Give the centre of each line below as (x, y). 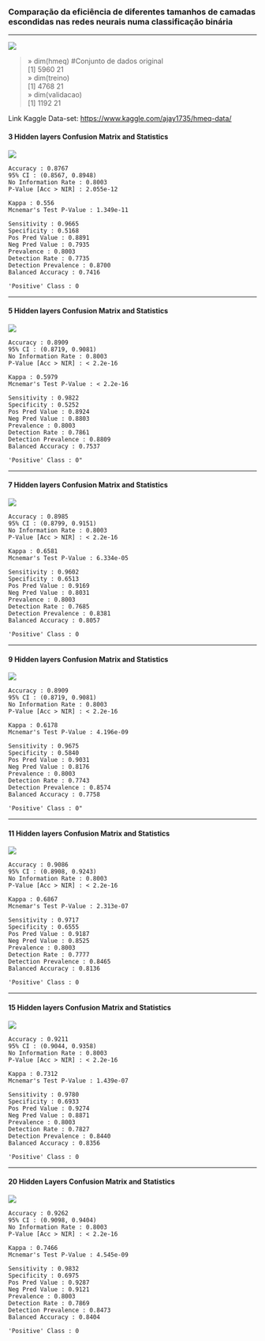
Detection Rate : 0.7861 (49, 432)
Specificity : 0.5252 (44, 405)
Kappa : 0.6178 (33, 725)
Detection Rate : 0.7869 (49, 1303)
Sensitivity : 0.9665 (44, 224)
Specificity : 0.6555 (44, 927)
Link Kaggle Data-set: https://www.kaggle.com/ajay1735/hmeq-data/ (120, 119)
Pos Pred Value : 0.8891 (49, 237)
